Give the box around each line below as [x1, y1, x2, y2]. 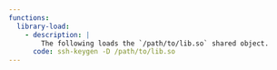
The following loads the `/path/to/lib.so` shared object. [41, 38, 270, 48]
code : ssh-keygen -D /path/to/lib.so [32, 47, 176, 56]
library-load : [16, 22, 70, 31]
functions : [8, 13, 50, 23]
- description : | [25, 30, 91, 39]
